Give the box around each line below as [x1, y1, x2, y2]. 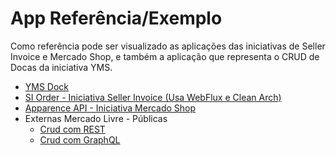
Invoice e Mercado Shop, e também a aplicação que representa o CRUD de [10, 50, 320, 62]
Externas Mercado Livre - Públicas [24, 112, 168, 124]
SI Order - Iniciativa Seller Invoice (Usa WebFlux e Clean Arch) [24, 91, 282, 103]
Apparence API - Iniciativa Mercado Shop [24, 102, 197, 114]
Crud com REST [39, 123, 106, 135]
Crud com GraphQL [39, 133, 121, 146]
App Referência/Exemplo [10, 7, 223, 30]
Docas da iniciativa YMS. [10, 61, 113, 73]
